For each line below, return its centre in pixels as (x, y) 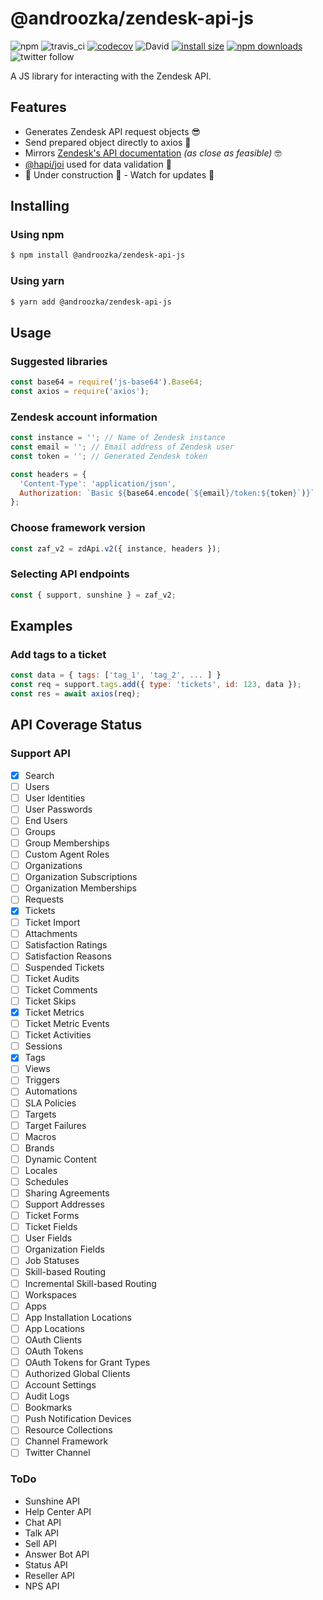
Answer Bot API (57, 1554)
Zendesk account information (84, 417)
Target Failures (55, 1125)
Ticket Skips (50, 1001)
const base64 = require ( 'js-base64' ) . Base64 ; (106, 382)
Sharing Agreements (67, 1193)
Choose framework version (78, 528)
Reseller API (49, 1575)
